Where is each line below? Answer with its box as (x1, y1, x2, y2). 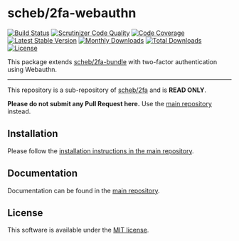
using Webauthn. (7, 65, 58, 73)
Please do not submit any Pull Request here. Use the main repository (7, 99, 212, 108)
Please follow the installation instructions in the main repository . (7, 146, 194, 155)
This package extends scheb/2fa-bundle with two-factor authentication (7, 57, 218, 66)
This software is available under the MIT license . (7, 226, 149, 235)
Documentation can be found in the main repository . (7, 186, 160, 195)
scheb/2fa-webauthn (7, 5, 137, 21)
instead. (7, 107, 31, 116)
